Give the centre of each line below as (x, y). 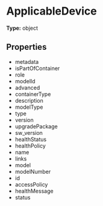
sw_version (29, 132)
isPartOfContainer (37, 68)
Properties (27, 47)
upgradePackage (36, 126)
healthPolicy (30, 146)
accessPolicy (31, 184)
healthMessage (34, 191)
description (29, 100)
